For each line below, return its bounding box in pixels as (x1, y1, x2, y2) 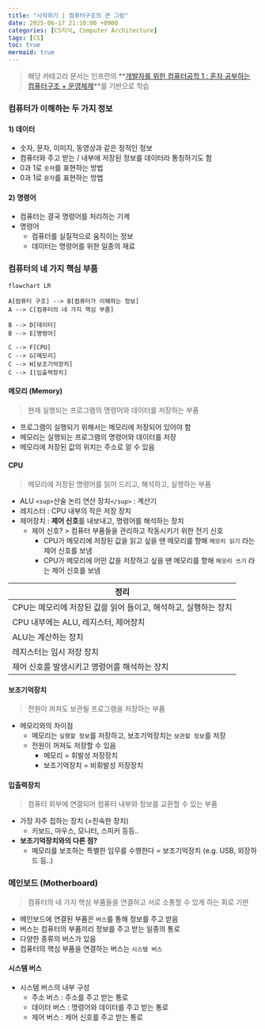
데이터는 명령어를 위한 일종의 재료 (31, 241, 136, 251)
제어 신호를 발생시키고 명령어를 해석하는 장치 (12, 662, 168, 673)
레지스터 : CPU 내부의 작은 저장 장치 (19, 506, 132, 516)
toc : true (8, 41, 41, 49)
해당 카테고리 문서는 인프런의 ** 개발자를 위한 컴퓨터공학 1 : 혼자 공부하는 (27, 71, 251, 80)
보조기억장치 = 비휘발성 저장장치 (43, 761, 144, 770)
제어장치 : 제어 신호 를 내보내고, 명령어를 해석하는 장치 (19, 516, 184, 526)
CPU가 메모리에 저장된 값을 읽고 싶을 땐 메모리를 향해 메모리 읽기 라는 (43, 536, 256, 546)
